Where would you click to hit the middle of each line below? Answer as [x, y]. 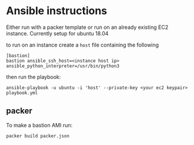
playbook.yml [22, 93]
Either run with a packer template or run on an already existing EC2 [87, 27]
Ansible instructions [57, 11]
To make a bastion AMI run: [39, 125]
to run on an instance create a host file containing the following [83, 45]
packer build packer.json [38, 136]
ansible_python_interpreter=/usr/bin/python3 [63, 66]
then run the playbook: [34, 77]
